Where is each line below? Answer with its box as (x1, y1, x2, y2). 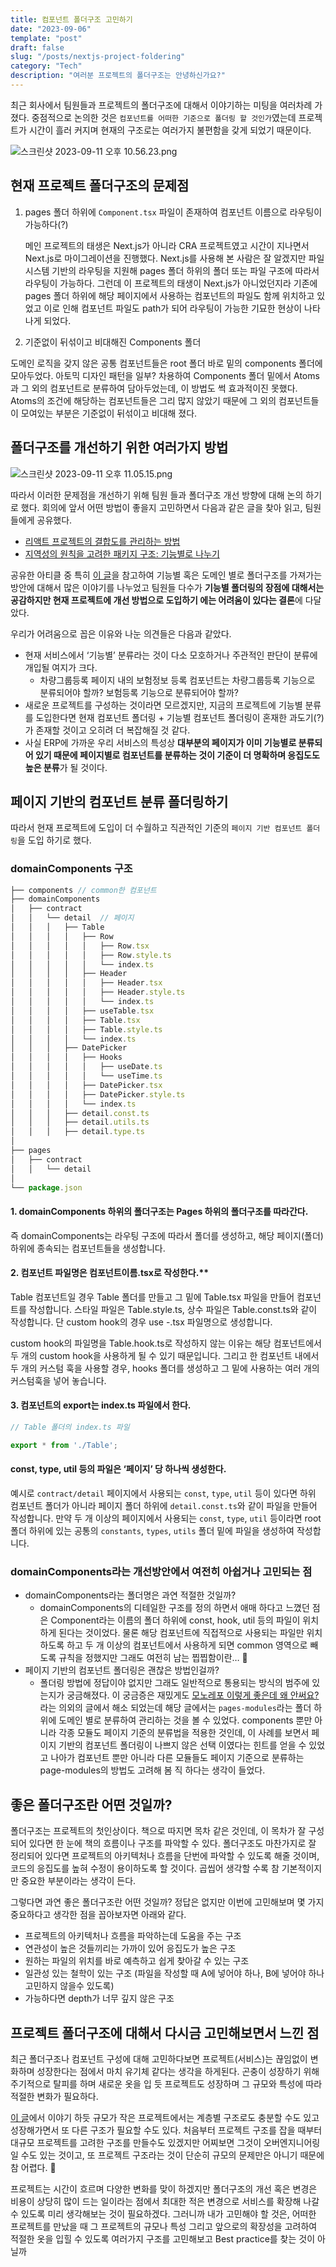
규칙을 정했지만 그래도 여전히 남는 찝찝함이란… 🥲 (58, 1652, 248, 1664)
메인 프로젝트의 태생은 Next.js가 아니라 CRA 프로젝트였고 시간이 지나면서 (24, 239, 310, 251)
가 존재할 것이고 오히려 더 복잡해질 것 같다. (24, 724, 191, 736)
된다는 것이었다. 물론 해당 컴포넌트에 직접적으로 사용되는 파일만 (58, 1627, 305, 1639)
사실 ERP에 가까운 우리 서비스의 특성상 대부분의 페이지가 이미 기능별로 (24, 736, 297, 748)
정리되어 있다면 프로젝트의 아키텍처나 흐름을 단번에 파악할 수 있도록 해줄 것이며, (10, 1850, 320, 1862)
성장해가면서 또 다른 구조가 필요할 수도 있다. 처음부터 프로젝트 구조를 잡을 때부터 (10, 2124, 323, 2136)
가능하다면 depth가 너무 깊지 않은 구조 (24, 1992, 175, 2005)
